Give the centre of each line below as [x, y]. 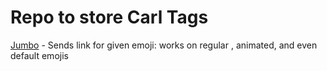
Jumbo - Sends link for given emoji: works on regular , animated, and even [164, 45]
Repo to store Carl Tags [109, 17]
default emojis [39, 55]
